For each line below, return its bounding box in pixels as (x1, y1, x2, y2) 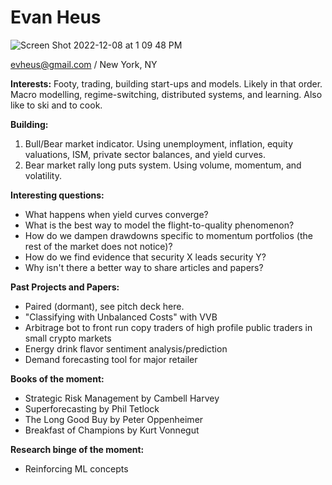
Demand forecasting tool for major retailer (24, 353, 198, 365)
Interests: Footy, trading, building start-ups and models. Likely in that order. (10, 77, 323, 90)
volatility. (24, 169, 62, 181)
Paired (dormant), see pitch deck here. (24, 300, 185, 312)
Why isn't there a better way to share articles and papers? (24, 261, 264, 273)
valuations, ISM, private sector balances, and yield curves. (24, 148, 267, 160)
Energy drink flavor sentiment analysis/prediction (24, 342, 228, 355)
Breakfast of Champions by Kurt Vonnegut (24, 424, 200, 436)
